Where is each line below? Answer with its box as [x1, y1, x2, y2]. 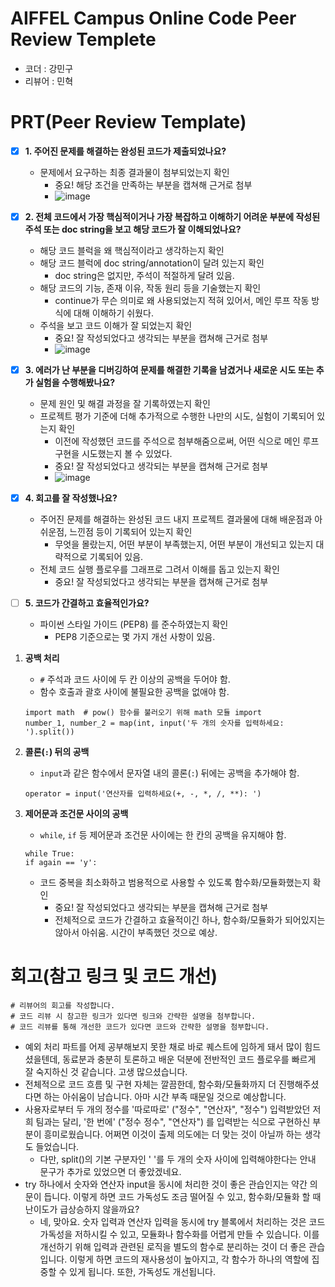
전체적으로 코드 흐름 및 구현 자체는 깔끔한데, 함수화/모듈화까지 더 [24, 1078, 277, 1091]
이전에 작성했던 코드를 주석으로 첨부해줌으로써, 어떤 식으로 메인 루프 [54, 435, 320, 447]
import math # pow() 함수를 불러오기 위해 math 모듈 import [24, 708, 262, 718]
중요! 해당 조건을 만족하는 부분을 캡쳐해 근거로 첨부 [54, 178, 253, 191]
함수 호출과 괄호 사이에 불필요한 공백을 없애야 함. [39, 686, 230, 698]
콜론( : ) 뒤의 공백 [24, 746, 90, 758]
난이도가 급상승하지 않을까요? [24, 1203, 140, 1216]
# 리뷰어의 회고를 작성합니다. [10, 1001, 116, 1011]
